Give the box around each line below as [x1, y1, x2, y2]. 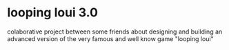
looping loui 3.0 [7, 5, 99, 21]
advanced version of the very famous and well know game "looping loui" [7, 34, 214, 42]
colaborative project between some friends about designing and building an [7, 27, 223, 36]
